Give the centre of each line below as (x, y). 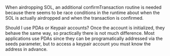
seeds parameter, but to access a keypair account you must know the (78, 44)
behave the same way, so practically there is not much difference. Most (80, 33)
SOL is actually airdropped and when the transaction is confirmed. (74, 18)
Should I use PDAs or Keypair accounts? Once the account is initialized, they (85, 28)
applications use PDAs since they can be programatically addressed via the (84, 38)
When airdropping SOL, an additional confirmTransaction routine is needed (83, 7)
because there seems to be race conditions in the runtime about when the (82, 13)
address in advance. (27, 49)
